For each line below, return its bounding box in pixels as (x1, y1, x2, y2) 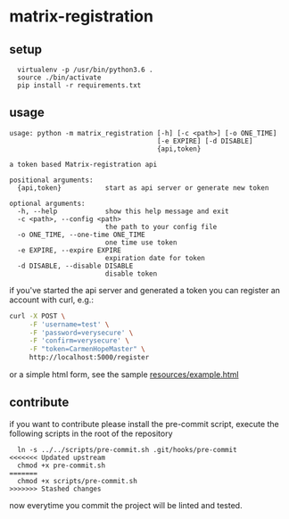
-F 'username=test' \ (29, 319, 110, 329)
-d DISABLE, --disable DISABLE (17, 261, 134, 270)
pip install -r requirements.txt (17, 81, 142, 90)
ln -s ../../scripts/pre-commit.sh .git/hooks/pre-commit (17, 445, 238, 454)
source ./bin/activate (17, 73, 102, 82)
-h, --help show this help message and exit (17, 207, 229, 216)
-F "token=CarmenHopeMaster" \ (29, 345, 145, 354)
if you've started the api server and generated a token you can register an (9, 284, 281, 295)
